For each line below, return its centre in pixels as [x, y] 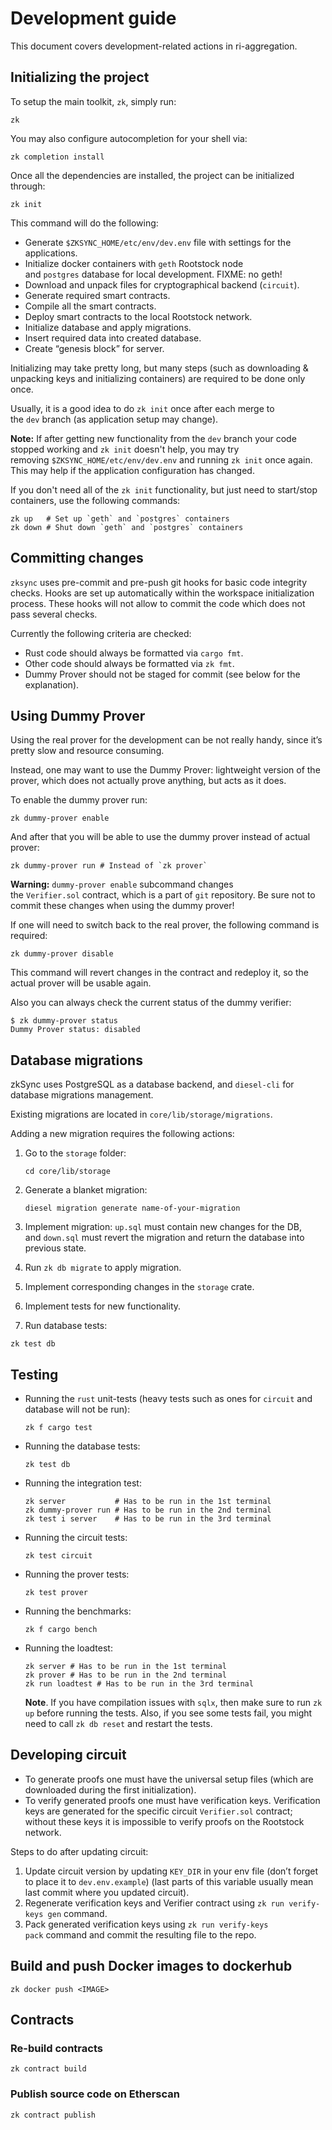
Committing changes [77, 558]
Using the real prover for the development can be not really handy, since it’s [166, 740]
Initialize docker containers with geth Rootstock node [134, 263]
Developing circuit [68, 1755]
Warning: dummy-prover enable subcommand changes [122, 884]
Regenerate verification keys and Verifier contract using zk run [154, 1903]
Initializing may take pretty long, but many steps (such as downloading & [159, 368]
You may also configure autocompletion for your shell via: [129, 138]
